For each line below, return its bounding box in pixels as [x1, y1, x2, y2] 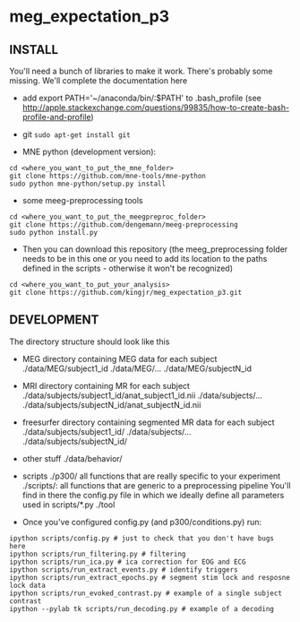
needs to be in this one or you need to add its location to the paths [21, 254, 268, 263]
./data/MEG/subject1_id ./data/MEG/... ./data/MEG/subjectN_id [21, 363, 253, 374]
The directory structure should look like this [9, 336, 170, 347]
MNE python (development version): [21, 146, 157, 157]
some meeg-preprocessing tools [21, 195, 143, 205]
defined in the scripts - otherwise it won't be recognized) [21, 263, 234, 273]
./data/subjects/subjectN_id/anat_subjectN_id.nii [21, 399, 201, 410]
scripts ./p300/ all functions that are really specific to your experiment [21, 471, 281, 481]
